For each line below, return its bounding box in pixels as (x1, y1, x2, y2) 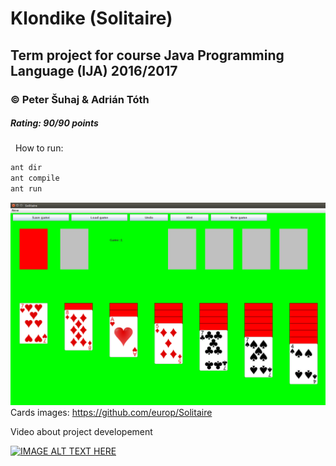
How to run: (14, 142, 64, 154)
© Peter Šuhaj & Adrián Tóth (10, 92, 150, 106)
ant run (10, 184, 43, 194)
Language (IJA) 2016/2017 (10, 62, 178, 79)
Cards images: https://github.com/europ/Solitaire (10, 406, 213, 418)
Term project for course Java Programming (10, 47, 285, 64)
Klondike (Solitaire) (10, 7, 173, 30)
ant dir (10, 163, 43, 173)
